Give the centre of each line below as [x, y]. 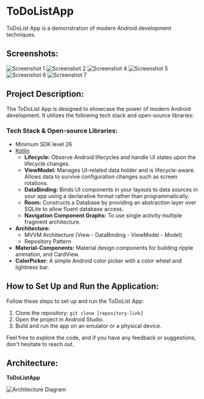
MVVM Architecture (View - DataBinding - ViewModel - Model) [103, 235]
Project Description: [45, 94]
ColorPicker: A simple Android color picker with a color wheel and [98, 261]
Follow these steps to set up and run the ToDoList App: [75, 301]
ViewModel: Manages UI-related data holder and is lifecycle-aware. [110, 170]
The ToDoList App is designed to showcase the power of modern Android [98, 108]
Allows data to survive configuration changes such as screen [101, 176]
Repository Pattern [48, 241]
